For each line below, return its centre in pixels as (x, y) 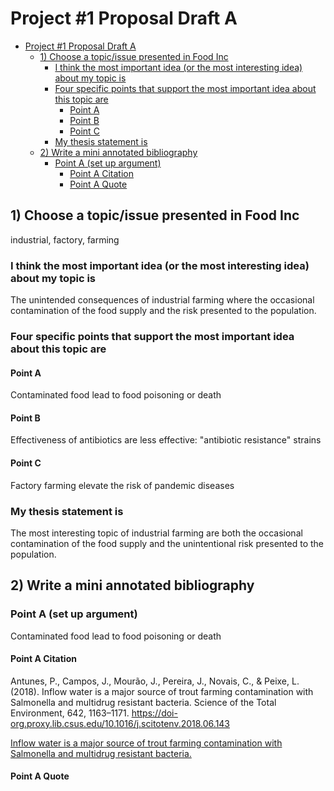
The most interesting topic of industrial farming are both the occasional (156, 533)
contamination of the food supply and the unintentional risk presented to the (167, 543)
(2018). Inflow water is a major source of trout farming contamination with (162, 691)
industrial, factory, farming (65, 239)
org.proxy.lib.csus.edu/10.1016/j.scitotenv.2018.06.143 (120, 723)
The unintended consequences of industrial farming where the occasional (162, 300)
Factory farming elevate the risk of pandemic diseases (122, 485)
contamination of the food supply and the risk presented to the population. (163, 311)
